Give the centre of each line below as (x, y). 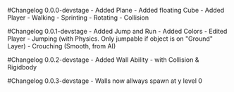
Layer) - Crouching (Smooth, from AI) (62, 46)
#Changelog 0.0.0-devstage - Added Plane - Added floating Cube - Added (116, 10)
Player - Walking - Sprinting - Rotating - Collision (78, 18)
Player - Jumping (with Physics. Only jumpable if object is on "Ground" (110, 39)
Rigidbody (22, 67)
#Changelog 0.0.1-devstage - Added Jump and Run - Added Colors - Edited (117, 31)
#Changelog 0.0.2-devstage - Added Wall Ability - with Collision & (103, 60)
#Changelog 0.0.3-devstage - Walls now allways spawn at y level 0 (105, 81)
